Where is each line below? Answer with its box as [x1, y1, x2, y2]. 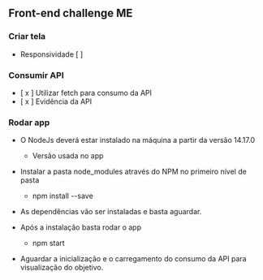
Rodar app [8, 117, 50, 128]
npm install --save [32, 191, 93, 201]
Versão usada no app [32, 151, 104, 161]
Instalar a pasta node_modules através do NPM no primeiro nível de [19, 166, 248, 177]
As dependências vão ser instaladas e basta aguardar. [19, 207, 202, 217]
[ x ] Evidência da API [19, 97, 93, 106]
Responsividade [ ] [19, 49, 84, 59]
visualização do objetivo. [19, 263, 104, 273]
